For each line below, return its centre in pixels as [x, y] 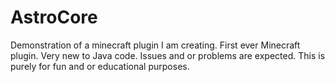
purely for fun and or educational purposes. [100, 66]
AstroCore [54, 17]
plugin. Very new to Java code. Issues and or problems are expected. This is [168, 55]
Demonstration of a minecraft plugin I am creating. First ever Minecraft [155, 45]
